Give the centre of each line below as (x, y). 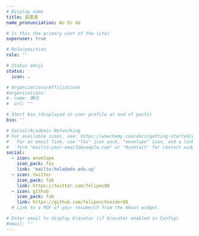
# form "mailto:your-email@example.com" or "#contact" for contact (94, 147)
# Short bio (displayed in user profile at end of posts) (79, 115)
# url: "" (20, 104)
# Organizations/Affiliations (44, 87)
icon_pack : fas (36, 164)
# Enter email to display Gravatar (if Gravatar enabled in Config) (92, 218)
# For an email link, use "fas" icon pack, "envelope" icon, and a (94, 142)
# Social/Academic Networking (44, 131)
